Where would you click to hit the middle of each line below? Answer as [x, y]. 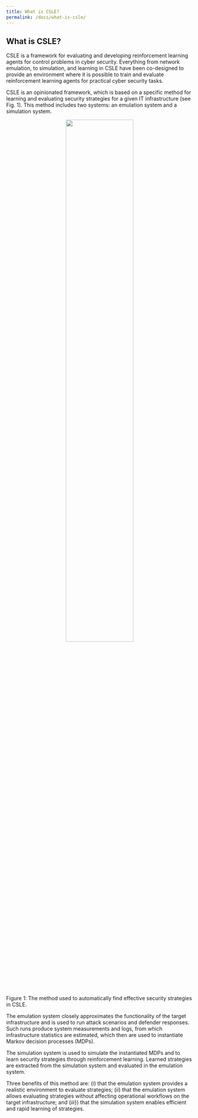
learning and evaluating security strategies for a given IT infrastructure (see [98, 99]
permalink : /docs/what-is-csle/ [46, 17]
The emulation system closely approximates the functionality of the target [96, 1016]
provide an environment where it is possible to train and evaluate [85, 74]
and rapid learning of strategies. [45, 1109]
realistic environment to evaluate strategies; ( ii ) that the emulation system [96, 1090]
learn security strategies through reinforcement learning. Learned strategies [99, 1059]
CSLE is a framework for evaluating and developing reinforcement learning [97, 56]
